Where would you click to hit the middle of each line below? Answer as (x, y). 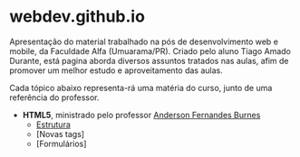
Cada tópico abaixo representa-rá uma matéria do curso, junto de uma (141, 88)
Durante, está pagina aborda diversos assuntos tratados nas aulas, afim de (149, 60)
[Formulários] (61, 143)
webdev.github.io (77, 17)
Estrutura (53, 125)
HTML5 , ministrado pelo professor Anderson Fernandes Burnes (141, 115)
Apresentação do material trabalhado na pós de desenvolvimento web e (144, 42)
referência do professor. (54, 97)
